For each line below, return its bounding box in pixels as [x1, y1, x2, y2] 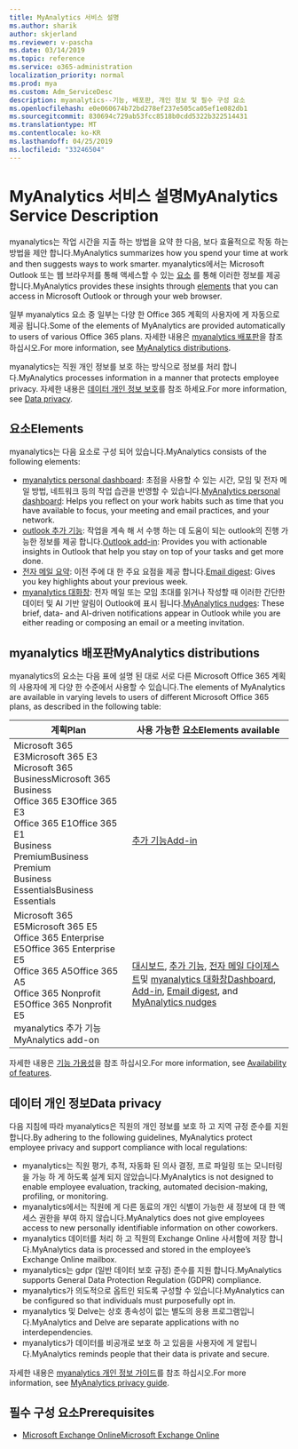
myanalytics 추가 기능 [13, 1023, 102, 1035]
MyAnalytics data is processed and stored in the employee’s [31, 1245, 251, 1254]
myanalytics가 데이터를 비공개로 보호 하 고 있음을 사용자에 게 [21, 1338, 234, 1348]
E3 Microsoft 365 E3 [13, 751, 98, 763]
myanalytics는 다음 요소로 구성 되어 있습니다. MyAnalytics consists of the [9, 446, 268, 458]
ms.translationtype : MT [9, 121, 98, 130]
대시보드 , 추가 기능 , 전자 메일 [131, 960, 245, 973]
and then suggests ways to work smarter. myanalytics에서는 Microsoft [9, 259, 264, 269]
